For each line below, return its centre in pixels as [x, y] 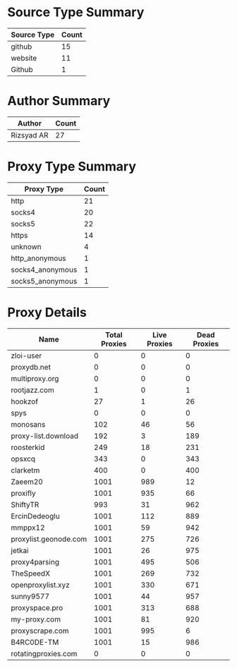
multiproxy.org [35, 378]
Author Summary [59, 101]
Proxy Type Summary [72, 167]
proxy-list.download [45, 436]
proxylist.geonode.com [49, 539]
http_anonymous [38, 258]
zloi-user [26, 356]
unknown [26, 246]
